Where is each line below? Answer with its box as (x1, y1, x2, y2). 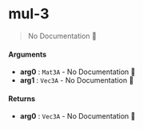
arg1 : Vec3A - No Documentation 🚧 (19, 76, 134, 85)
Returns (8, 93, 36, 104)
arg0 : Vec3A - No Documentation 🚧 (19, 111, 136, 121)
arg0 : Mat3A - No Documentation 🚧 (19, 67, 136, 76)
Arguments (8, 49, 47, 59)
